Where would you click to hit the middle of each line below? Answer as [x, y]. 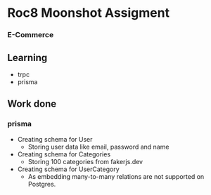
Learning [27, 58]
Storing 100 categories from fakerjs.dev [85, 161]
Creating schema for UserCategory [68, 169]
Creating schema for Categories [64, 154]
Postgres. [42, 184]
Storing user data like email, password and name [98, 147]
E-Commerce [31, 35]
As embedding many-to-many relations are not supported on [116, 176]
